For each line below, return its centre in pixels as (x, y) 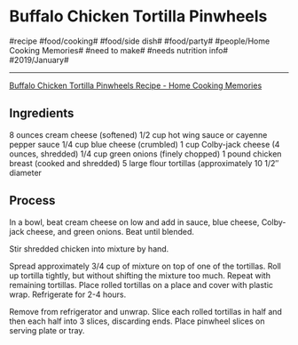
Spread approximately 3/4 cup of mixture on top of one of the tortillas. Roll (145, 266)
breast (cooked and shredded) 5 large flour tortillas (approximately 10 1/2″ (144, 163)
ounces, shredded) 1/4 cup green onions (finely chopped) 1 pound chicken (145, 154)
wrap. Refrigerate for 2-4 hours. (68, 294)
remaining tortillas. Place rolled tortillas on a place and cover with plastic (141, 285)
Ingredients (42, 113)
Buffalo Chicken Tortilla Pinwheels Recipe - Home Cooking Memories (136, 85)
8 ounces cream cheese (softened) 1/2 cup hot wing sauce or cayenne (138, 134)
